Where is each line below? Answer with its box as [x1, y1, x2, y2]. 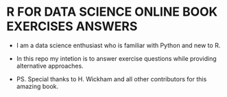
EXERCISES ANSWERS [6, 18, 138, 34]
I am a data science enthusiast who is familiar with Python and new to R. [16, 41, 221, 49]
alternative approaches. [16, 61, 84, 70]
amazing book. [16, 82, 59, 90]
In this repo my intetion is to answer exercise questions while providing [16, 54, 217, 62]
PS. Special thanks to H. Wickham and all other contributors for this [16, 74, 207, 83]
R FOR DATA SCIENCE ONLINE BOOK [6, 4, 218, 20]
